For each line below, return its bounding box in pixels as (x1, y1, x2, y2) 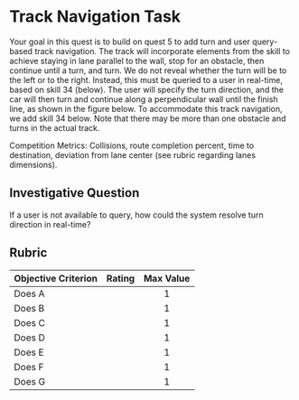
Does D (14, 331, 45, 344)
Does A (14, 287, 45, 300)
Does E (14, 346, 44, 358)
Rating (106, 272, 135, 284)
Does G (14, 375, 46, 387)
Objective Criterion (14, 272, 98, 284)
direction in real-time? (9, 219, 91, 229)
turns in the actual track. (9, 122, 100, 133)
